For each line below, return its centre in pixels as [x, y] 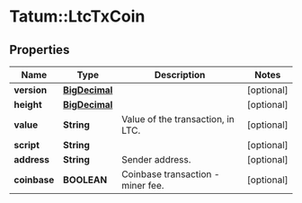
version [31, 90]
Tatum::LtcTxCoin [77, 17]
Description [180, 75]
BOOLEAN [85, 180]
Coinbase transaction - [170, 174]
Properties [40, 50]
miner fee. [142, 185]
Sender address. [156, 159]
